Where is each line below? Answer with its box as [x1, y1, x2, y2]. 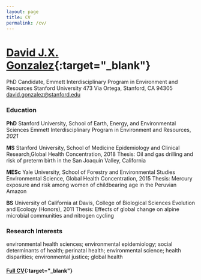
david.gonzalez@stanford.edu [6, 91, 81, 98]
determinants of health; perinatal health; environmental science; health [6, 246, 181, 254]
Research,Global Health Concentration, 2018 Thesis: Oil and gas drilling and [6, 150, 194, 158]
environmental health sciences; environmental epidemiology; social [6, 240, 173, 248]
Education [6, 106, 37, 115]
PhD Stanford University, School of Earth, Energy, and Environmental [6, 119, 176, 127]
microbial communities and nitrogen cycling [6, 212, 114, 219]
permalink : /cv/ [6, 20, 47, 26]
